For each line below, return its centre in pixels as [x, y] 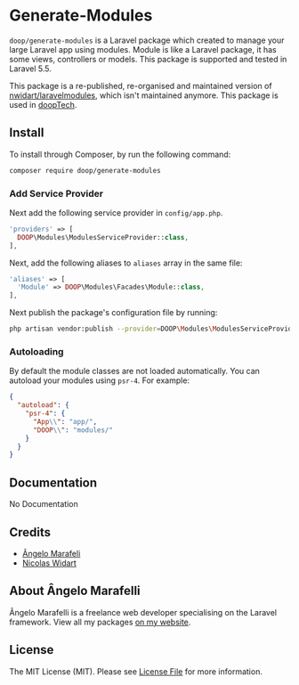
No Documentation [44, 504]
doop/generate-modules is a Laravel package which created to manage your [147, 40]
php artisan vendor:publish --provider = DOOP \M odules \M [113, 329]
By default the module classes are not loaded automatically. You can [135, 371]
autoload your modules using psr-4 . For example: [99, 380]
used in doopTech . [43, 104]
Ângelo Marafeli [51, 553]
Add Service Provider [57, 193]
